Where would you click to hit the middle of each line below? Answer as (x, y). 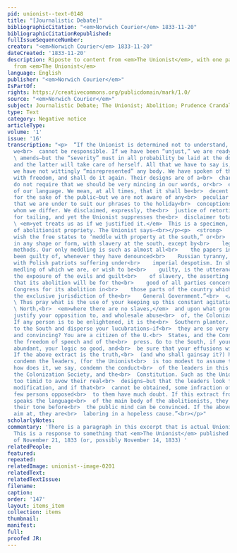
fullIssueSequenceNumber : (45, 40)
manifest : (22, 525)
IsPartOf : (22, 86)
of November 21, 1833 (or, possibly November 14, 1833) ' (101, 440)
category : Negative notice (47, 119)
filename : (22, 486)
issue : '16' (25, 138)
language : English (34, 73)
